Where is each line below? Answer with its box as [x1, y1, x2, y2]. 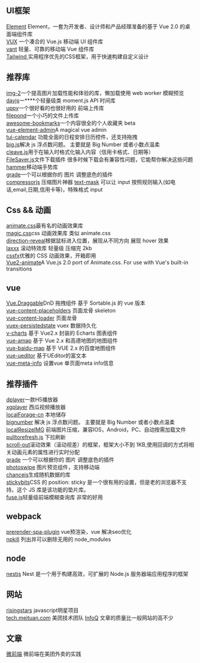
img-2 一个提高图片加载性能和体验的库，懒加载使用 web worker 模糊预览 [6, 89, 184, 96]
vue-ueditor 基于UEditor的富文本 [6, 352, 87, 359]
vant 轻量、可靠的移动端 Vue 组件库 [6, 45, 95, 52]
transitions [6, 265, 32, 272]
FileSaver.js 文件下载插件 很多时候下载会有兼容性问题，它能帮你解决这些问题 [6, 156, 193, 163]
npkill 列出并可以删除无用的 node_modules [6, 536, 111, 543]
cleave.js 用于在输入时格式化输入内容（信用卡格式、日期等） [6, 148, 154, 155]
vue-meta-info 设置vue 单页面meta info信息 [6, 359, 114, 367]
